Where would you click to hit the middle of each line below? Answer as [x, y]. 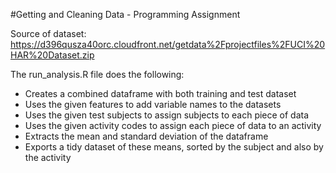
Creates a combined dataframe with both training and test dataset [160, 93]
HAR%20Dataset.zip [52, 55]
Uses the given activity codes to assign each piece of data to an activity [173, 125]
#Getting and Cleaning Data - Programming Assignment [125, 14]
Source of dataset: [48, 33]
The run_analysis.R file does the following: [97, 74]
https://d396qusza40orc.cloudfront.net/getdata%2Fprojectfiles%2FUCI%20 [168, 44]
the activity [48, 157]
